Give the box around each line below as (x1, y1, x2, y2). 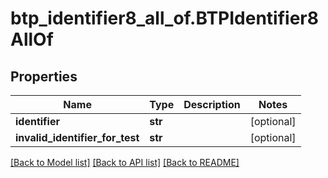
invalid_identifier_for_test (15, 131, 140, 144)
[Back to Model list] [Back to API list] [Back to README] (10, 157, 240, 168)
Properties (10, 68, 78, 85)
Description (183, 98, 241, 111)
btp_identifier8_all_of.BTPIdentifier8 (10, 7, 319, 30)
